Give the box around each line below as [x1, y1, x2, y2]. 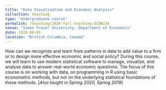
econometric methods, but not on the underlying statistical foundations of [5, 74, 156, 80]
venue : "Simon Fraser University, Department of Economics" [5, 26, 132, 30]
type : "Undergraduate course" [5, 16, 68, 21]
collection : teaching [5, 12, 50, 17]
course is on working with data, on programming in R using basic [5, 69, 138, 75]
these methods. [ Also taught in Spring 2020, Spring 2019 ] [5, 79, 123, 85]
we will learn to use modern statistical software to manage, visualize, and [5, 59, 155, 64]
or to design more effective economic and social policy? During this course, [5, 53, 160, 59]
